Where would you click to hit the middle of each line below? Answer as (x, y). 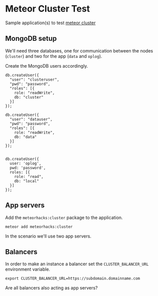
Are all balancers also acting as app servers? (51, 288)
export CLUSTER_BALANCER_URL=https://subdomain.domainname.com (73, 279)
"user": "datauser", (31, 119)
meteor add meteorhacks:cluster (39, 227)
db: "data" (26, 137)
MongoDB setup (31, 39)
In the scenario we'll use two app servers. (48, 236)
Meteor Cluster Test (48, 9)
